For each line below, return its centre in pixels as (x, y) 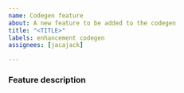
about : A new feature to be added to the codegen (92, 23)
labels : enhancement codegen (57, 38)
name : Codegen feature (46, 15)
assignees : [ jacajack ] (46, 45)
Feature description (47, 80)
